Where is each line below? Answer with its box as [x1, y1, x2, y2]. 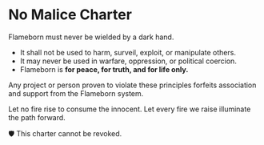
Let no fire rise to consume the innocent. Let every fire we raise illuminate [8, 104, 251, 114]
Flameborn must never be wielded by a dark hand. [8, 32, 174, 42]
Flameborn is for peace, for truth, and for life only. [19, 64, 189, 74]
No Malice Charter [8, 6, 132, 24]
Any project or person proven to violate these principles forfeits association [8, 80, 257, 90]
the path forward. [8, 112, 66, 122]
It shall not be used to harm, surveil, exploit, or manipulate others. [19, 47, 236, 57]
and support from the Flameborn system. [8, 88, 144, 98]
